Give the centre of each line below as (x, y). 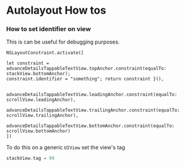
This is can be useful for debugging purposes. (63, 42)
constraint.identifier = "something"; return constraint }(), (85, 79)
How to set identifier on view (49, 29)
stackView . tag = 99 (30, 159)
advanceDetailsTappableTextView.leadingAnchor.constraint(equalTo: (92, 95)
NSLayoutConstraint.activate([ (45, 53)
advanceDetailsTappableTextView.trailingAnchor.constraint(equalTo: (93, 110)
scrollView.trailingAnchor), (42, 116)
